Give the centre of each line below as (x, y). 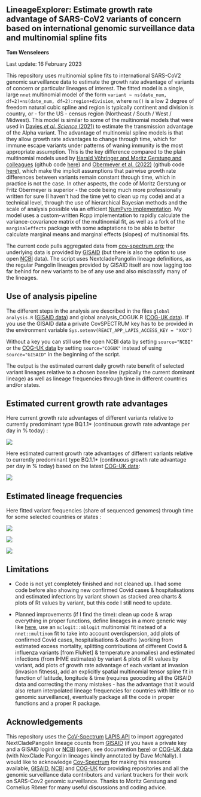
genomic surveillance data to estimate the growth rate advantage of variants (100, 82)
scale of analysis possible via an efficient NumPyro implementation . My (94, 209)
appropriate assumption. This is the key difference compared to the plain (96, 151)
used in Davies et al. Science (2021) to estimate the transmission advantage (100, 126)
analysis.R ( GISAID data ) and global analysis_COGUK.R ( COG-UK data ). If (98, 317)
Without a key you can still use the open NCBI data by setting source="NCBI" (100, 341)
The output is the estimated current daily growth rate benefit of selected (95, 366)
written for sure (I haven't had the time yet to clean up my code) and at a (95, 196)
